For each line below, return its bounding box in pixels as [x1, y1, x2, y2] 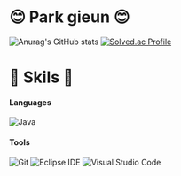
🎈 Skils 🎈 [9, 67, 74, 88]
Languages [9, 96, 51, 108]
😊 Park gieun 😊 [9, 7, 130, 27]
